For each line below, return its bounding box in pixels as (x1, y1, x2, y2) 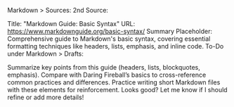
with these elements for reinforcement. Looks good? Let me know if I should (7, 86, 228, 94)
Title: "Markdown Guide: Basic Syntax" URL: (7, 20, 136, 27)
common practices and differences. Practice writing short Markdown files (7, 78, 221, 87)
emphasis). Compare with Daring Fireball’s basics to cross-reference (7, 70, 207, 79)
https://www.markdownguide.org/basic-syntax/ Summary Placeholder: (7, 27, 213, 35)
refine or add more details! (7, 93, 84, 101)
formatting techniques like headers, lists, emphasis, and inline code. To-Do (7, 42, 224, 50)
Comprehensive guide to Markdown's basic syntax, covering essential (7, 34, 211, 43)
